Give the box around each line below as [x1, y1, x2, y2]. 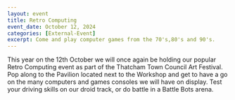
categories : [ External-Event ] [7, 29, 96, 37]
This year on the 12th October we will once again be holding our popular [7, 55, 217, 64]
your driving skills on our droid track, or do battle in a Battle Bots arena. [7, 85, 214, 94]
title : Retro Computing [7, 17, 77, 24]
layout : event [7, 10, 49, 17]
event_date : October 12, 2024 [7, 23, 96, 30]
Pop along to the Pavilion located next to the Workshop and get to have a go [7, 71, 228, 79]
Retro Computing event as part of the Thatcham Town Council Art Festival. [7, 63, 223, 71]
